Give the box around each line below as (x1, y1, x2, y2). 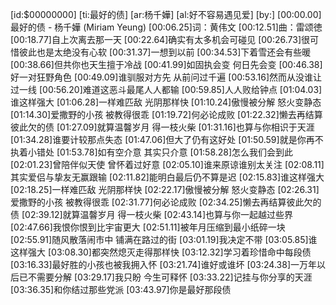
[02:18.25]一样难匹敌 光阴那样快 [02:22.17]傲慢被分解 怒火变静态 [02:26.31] (10, 184, 320, 195)
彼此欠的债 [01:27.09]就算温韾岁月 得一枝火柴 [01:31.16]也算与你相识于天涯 (10, 121, 315, 133)
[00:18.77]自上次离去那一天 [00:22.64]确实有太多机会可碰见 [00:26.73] (10, 34, 302, 45)
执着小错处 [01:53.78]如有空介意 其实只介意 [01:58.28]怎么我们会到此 (10, 146, 294, 158)
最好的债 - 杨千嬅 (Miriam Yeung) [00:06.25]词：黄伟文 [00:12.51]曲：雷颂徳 (10, 21, 323, 33)
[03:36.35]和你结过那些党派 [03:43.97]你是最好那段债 (10, 284, 232, 295)
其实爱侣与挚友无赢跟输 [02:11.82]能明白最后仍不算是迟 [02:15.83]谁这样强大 (10, 171, 325, 183)
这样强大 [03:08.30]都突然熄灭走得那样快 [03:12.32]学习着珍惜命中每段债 (10, 246, 312, 258)
